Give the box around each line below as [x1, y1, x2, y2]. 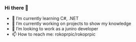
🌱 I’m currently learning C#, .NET [11, 16, 79, 21]
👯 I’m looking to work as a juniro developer [11, 26, 99, 32]
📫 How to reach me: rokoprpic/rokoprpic [11, 31, 96, 37]
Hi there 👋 [4, 4, 29, 11]
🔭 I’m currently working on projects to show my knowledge [11, 21, 132, 26]
